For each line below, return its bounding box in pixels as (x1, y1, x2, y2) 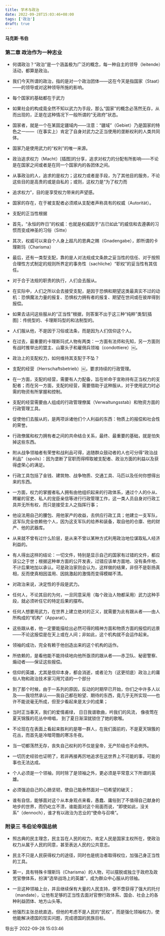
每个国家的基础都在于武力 (12, 95, 65, 101)
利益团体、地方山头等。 (16, 898, 65, 904)
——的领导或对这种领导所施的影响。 (12, 84, 87, 90)
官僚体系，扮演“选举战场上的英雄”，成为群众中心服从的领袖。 (16, 875, 143, 881)
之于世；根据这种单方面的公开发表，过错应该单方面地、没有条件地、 (21, 558, 160, 564)
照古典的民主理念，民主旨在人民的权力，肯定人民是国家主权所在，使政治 (12, 835, 160, 841)
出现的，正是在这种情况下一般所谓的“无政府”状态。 (16, 111, 121, 117)
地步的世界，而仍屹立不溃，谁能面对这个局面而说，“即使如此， (12, 803, 140, 809)
